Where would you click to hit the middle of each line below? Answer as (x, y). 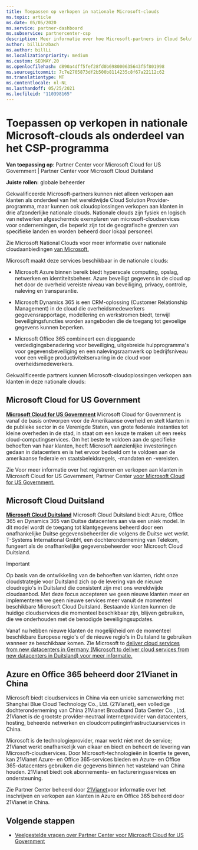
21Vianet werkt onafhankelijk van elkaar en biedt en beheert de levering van (98, 747)
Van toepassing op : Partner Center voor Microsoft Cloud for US (84, 164)
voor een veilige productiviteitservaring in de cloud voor (82, 357)
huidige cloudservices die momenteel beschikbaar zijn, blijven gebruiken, (95, 613)
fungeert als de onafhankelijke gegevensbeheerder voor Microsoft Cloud (95, 546)
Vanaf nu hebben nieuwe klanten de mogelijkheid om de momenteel (88, 631)
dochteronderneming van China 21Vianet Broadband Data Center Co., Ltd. (96, 710)
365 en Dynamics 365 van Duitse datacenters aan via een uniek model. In (95, 521)
